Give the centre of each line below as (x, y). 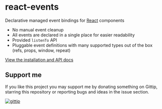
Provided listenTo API (34, 40)
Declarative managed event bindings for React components (65, 20)
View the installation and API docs (39, 60)
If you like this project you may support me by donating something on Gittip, (81, 87)
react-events (32, 7)
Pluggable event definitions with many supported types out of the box (82, 45)
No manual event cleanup (38, 30)
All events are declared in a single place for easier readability (73, 35)
